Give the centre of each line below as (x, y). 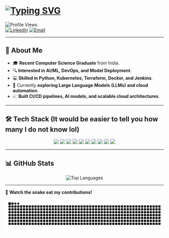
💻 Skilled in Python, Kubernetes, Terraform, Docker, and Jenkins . (82, 78)
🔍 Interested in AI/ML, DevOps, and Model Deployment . (72, 70)
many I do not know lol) (42, 130)
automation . (25, 90)
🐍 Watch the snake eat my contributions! (49, 192)
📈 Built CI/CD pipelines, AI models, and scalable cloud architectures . (86, 96)
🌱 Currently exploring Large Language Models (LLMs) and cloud (80, 85)
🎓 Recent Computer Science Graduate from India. (66, 63)
